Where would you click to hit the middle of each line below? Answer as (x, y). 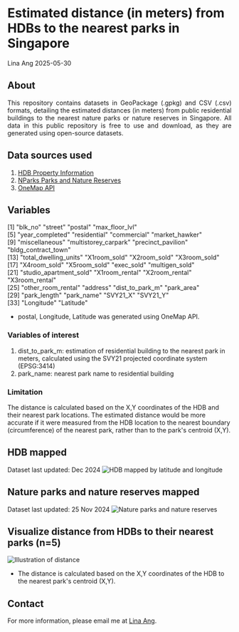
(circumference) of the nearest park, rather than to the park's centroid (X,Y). (119, 430)
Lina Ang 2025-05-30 (39, 63)
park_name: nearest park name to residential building (96, 373)
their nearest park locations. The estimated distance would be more (107, 415)
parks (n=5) (34, 543)
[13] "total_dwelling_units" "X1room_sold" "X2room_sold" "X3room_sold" (113, 257)
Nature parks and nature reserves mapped (103, 492)
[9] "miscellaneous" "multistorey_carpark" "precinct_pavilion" (98, 242)
